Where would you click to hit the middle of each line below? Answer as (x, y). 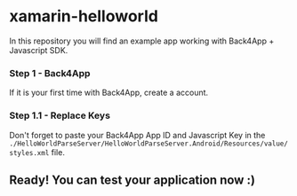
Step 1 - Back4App (50, 73)
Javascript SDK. (39, 50)
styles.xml (29, 153)
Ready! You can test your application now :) (132, 180)
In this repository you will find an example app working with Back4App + (142, 41)
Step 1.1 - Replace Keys (60, 115)
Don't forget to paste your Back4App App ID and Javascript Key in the (137, 135)
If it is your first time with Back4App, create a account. (109, 93)
